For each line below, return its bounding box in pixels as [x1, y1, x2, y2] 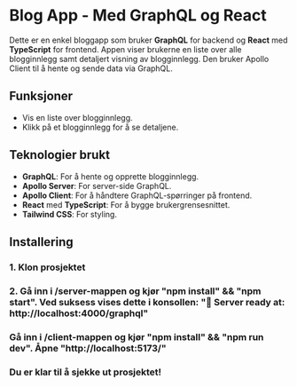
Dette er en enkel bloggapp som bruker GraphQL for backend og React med [9, 35, 288, 45]
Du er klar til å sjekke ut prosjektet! [9, 366, 162, 378]
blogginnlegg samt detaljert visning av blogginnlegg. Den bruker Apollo [9, 53, 270, 64]
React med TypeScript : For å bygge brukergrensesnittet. [21, 199, 231, 209]
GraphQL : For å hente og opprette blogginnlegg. [21, 170, 199, 182]
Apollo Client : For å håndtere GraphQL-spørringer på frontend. [21, 190, 253, 201]
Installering [9, 234, 74, 249]
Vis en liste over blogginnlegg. [21, 112, 133, 122]
